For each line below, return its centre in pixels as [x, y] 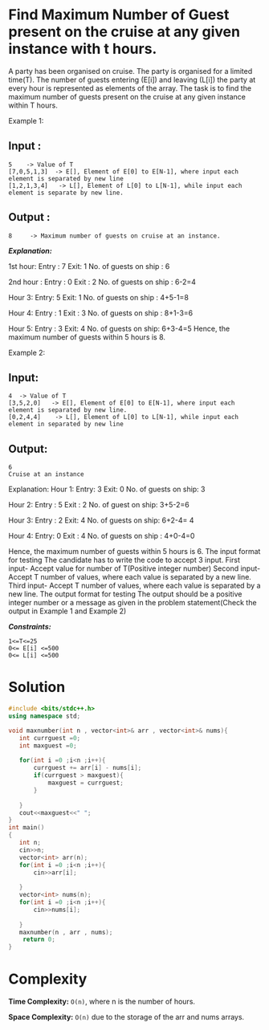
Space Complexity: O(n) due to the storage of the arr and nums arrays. [126, 1017]
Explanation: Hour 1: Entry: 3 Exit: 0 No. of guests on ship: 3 [107, 489]
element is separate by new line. [66, 193]
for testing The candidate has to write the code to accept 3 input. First [124, 560]
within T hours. [33, 105]
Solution [37, 687]
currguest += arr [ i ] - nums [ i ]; [88, 768]
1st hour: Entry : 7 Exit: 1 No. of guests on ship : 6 [89, 266]
